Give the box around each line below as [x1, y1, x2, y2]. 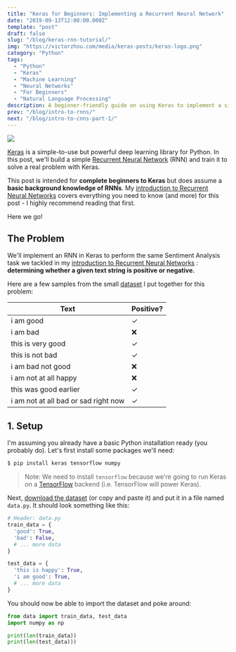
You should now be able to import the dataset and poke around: [7, 599, 192, 608]
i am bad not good [11, 362, 71, 372]
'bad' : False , [13, 534, 55, 541]
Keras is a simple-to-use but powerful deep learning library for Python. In [7, 147, 219, 156]
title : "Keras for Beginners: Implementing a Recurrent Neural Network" [7, 10, 225, 18]
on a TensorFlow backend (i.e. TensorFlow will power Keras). [24, 480, 202, 489]
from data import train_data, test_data [7, 613, 128, 620]
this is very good [11, 339, 66, 349]
